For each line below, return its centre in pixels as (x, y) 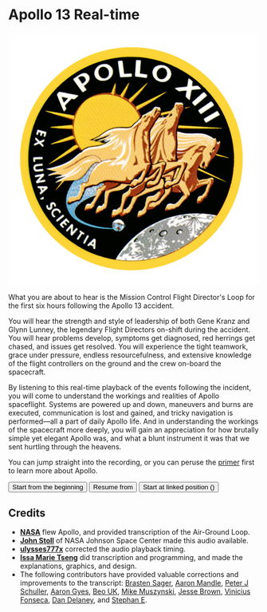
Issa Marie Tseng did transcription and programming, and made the (131, 558)
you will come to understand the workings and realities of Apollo (114, 396)
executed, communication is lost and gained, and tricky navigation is (121, 413)
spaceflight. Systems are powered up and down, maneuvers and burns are (131, 404)
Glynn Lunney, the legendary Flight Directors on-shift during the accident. (130, 330)
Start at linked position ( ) (179, 487)
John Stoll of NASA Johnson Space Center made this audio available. (134, 541)
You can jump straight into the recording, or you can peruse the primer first (132, 462)
